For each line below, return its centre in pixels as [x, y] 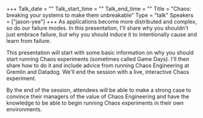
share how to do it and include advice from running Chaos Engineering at [98, 65]
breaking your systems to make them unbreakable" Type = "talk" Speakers [100, 15]
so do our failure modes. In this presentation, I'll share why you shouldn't [97, 28]
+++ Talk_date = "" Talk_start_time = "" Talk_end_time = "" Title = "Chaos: [99, 9]
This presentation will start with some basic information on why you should [100, 53]
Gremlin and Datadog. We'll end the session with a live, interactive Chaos [98, 72]
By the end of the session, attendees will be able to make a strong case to [99, 90]
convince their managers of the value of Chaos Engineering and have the [98, 97]
